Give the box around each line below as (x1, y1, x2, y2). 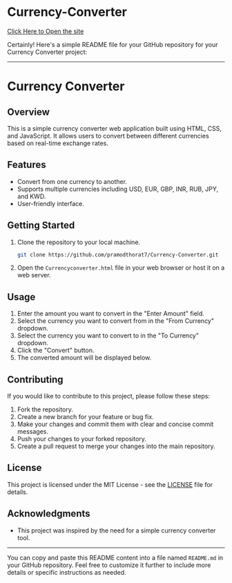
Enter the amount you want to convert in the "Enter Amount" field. (17, 309, 205, 318)
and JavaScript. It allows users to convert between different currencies (7, 131, 209, 140)
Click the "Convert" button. (17, 346, 95, 355)
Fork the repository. (17, 405, 74, 414)
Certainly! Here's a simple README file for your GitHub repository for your (7, 40, 219, 48)
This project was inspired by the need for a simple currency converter (17, 526, 216, 535)
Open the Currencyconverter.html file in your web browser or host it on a (17, 263, 225, 272)
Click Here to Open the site (7, 27, 84, 35)
